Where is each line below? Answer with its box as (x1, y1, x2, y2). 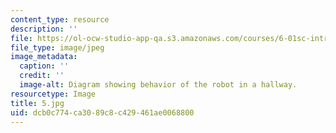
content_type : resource (10, 14, 110, 25)
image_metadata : (10, 52, 78, 62)
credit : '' (19, 71, 65, 81)
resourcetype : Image (10, 89, 97, 99)
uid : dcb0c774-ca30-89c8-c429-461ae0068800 (10, 107, 195, 118)
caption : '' (19, 61, 70, 71)
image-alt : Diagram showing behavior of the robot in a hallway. (19, 80, 298, 90)
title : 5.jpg (10, 98, 65, 108)
